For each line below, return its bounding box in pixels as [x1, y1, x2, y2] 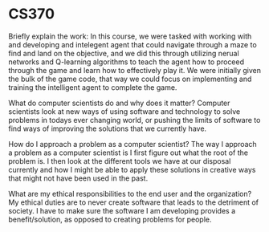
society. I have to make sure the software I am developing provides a [8, 206, 236, 215]
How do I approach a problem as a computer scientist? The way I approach [8, 139, 257, 149]
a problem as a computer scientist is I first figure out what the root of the [8, 148, 249, 157]
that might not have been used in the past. [8, 173, 149, 183]
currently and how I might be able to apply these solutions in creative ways [8, 165, 256, 174]
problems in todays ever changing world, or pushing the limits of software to [8, 115, 261, 124]
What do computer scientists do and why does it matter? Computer [8, 98, 230, 108]
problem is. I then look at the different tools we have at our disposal [8, 156, 231, 165]
